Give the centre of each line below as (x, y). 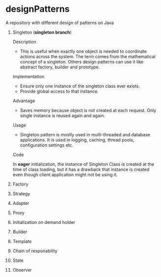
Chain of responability (35, 251)
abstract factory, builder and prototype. (60, 67)
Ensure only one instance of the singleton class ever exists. (80, 86)
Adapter (21, 203)
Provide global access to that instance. (59, 91)
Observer (22, 270)
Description (24, 42)
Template (22, 241)
